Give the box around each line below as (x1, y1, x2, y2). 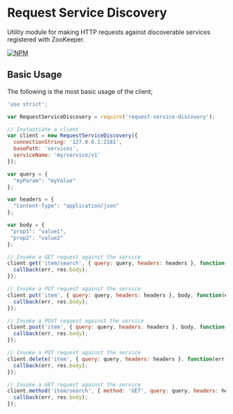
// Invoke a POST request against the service (7, 317, 144, 324)
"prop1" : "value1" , (10, 228, 67, 235)
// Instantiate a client (7, 126, 79, 133)
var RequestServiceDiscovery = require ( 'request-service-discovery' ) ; (7, 113, 216, 120)
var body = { (7, 222, 45, 229)
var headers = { (7, 196, 54, 203)
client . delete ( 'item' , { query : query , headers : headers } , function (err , (7, 356, 228, 363)
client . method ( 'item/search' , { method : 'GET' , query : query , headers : (7, 388, 218, 395)
